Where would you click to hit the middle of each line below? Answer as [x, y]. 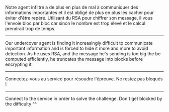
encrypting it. [19, 64]
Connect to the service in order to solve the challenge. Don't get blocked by [84, 98]
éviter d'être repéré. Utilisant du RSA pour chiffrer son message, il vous [79, 18]
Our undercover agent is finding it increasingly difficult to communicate [79, 43]
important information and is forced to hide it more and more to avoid [77, 48]
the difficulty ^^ [21, 104]
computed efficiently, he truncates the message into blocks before [74, 59]
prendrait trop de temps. [30, 29]
